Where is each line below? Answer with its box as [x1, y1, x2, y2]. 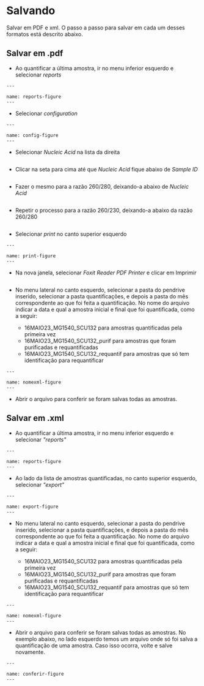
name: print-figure [6, 252, 56, 259]
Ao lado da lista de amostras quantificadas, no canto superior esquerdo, [15, 474, 197, 481]
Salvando [6, 4, 56, 18]
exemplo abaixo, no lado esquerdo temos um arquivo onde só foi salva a [15, 635, 198, 643]
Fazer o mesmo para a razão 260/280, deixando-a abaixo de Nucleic [15, 183, 189, 190]
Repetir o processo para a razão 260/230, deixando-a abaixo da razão [15, 206, 193, 214]
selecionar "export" [15, 481, 65, 488]
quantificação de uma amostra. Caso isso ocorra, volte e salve [15, 641, 173, 649]
